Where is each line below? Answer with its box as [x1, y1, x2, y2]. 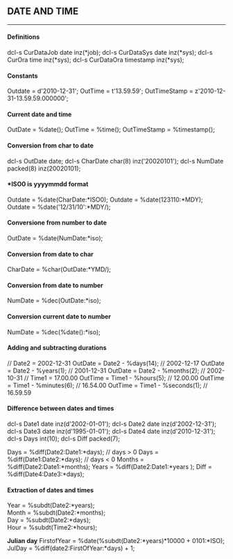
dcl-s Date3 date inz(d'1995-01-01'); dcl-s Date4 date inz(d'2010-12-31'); [7, 427, 216, 436]
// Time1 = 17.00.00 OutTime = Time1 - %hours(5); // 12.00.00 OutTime [24, 373, 225, 382]
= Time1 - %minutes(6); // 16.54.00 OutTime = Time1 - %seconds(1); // [7, 381, 208, 389]
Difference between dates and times [7, 405, 114, 413]
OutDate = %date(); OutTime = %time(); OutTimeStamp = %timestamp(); [7, 125, 215, 134]
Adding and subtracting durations [7, 344, 107, 352]
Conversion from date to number [7, 281, 104, 290]
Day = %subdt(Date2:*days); [7, 516, 92, 524]
